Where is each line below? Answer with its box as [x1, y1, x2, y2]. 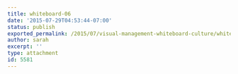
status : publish [7, 23, 55, 30]
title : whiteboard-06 [7, 10, 72, 18]
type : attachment [7, 50, 59, 57]
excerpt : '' [7, 43, 42, 50]
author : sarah [7, 37, 50, 44]
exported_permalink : [7, 30, 69, 37]
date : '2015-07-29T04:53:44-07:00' [7, 17, 113, 24]
